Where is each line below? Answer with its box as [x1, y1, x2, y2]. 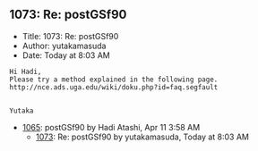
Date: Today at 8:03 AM [21, 49, 110, 61]
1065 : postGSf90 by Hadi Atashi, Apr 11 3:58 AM [21, 122, 201, 132]
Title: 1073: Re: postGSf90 [21, 30, 119, 41]
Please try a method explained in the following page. [9, 75, 219, 84]
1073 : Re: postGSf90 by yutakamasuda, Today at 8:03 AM [35, 131, 249, 142]
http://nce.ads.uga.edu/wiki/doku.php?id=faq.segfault [9, 82, 219, 92]
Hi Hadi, [9, 67, 42, 76]
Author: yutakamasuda [21, 40, 107, 51]
